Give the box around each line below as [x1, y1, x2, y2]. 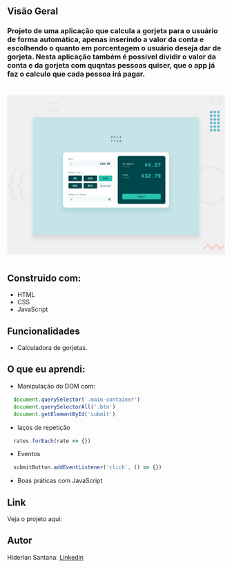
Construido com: [7, 272, 81, 284]
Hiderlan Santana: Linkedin [7, 553, 84, 561]
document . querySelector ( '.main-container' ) [13, 396, 140, 403]
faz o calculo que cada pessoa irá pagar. [7, 69, 145, 79]
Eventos [17, 450, 41, 458]
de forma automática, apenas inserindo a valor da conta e [7, 35, 204, 44]
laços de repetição [17, 423, 70, 431]
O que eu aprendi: [7, 364, 86, 375]
